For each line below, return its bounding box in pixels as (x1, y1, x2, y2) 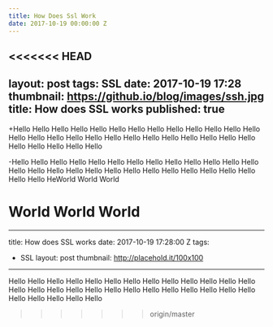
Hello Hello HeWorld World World (8, 174, 119, 183)
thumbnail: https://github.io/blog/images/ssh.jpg (8, 90, 265, 104)
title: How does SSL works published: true (8, 102, 225, 116)
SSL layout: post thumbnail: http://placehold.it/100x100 (19, 252, 204, 262)
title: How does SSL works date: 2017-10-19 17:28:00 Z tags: (8, 237, 210, 247)
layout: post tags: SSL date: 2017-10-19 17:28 (8, 77, 242, 91)
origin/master (149, 309, 195, 319)
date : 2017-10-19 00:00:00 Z (8, 19, 107, 28)
